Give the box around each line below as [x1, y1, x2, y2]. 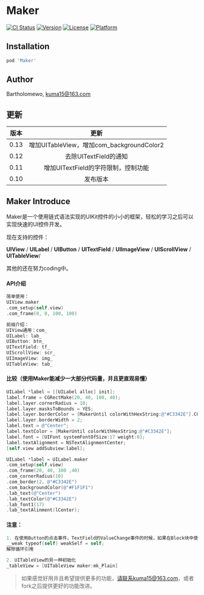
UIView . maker [6, 299, 39, 306]
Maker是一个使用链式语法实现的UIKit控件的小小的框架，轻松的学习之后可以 [6, 213, 194, 221]
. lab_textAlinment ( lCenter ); [6, 507, 80, 514]
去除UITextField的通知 [64, 153, 128, 161]
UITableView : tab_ [6, 361, 53, 367]
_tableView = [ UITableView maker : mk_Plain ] [6, 563, 118, 569]
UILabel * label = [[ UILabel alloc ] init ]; [6, 388, 115, 395]
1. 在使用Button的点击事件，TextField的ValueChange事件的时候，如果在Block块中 [6, 535, 194, 541]
